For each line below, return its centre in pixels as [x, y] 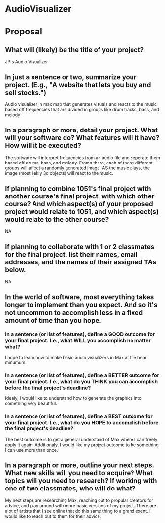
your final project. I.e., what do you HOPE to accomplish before [82, 423]
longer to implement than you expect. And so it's [81, 305]
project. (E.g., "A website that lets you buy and [78, 85]
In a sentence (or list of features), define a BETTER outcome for [82, 375]
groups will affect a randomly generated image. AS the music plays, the [78, 168]
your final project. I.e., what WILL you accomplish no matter [78, 340]
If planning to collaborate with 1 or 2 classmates [80, 247]
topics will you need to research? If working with [81, 481]
